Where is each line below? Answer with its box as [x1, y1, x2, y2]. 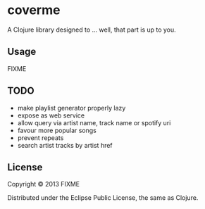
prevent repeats [17, 133, 64, 142]
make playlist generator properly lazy [17, 103, 126, 112]
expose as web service [17, 111, 85, 120]
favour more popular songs [17, 126, 97, 134]
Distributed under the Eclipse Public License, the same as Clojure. [7, 194, 199, 202]
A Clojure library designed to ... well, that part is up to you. [7, 25, 176, 34]
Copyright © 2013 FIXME [7, 180, 80, 189]
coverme [7, 2, 61, 18]
